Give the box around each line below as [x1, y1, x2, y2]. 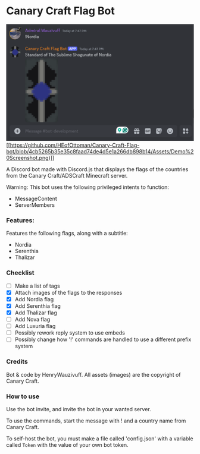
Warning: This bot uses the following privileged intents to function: [6, 184, 170, 191]
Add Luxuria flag [14, 323, 56, 330]
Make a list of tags [14, 282, 61, 289]
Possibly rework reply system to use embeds [14, 329, 125, 336]
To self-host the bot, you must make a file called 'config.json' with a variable [6, 435, 193, 442]
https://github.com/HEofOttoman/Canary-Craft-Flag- [10, 141, 140, 149]
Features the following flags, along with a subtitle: [6, 230, 128, 237]
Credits [6, 358, 28, 366]
